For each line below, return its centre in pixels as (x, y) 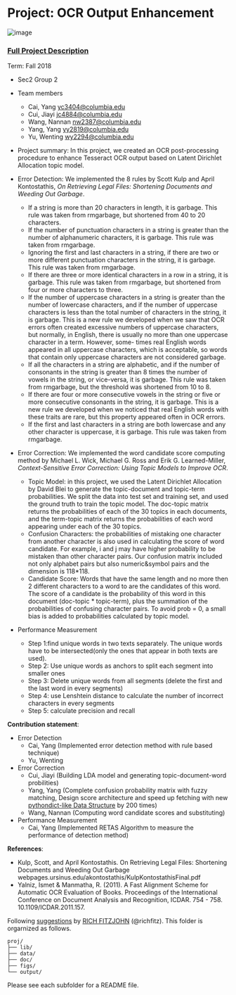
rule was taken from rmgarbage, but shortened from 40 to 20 (117, 215)
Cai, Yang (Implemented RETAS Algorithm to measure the (111, 828)
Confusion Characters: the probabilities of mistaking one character (124, 534)
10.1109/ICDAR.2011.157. (51, 907)
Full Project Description (48, 51)
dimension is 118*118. (59, 571)
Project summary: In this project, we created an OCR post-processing (118, 151)
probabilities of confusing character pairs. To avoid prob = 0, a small (127, 609)
